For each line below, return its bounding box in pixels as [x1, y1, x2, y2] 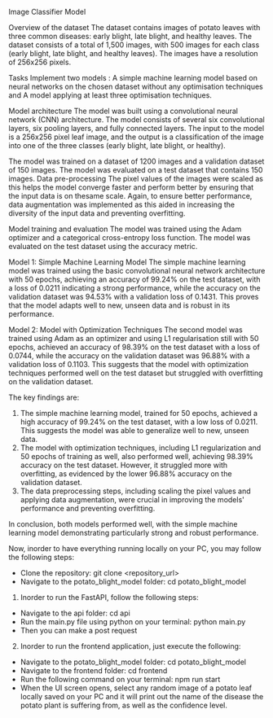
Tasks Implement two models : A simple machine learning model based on [8, 73, 258, 82]
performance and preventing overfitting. [20, 504, 156, 513]
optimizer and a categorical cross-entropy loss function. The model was [8, 233, 251, 243]
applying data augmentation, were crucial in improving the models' [20, 495, 244, 504]
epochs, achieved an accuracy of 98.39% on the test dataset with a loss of [8, 342, 261, 352]
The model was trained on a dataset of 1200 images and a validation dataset [8, 156, 265, 166]
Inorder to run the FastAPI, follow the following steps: [20, 593, 199, 602]
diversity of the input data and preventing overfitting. [8, 208, 186, 218]
